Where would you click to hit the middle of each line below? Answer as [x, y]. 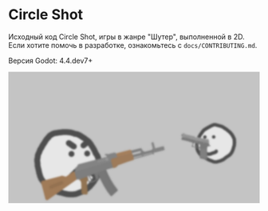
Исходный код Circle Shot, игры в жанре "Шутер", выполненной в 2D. [126, 37]
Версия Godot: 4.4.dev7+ [51, 61]
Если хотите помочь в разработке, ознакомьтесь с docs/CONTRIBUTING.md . [133, 45]
